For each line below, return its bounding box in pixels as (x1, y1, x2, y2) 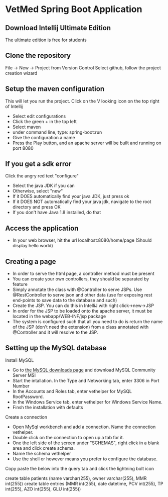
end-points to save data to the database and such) (12, 297, 117, 304)
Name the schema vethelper (12, 450, 71, 456)
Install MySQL (5, 357, 34, 363)
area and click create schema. (12, 445, 75, 451)
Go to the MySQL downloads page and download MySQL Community (12, 367, 156, 373)
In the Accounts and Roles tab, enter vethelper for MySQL (12, 388, 132, 394)
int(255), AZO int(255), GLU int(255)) (5, 486, 81, 492)
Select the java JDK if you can (12, 182, 75, 189)
